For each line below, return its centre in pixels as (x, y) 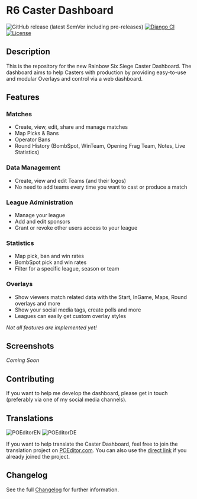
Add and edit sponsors (42, 222)
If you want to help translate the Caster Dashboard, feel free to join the (92, 444)
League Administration (40, 202)
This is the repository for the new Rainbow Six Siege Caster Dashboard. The (99, 66)
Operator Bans (33, 139)
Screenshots (30, 346)
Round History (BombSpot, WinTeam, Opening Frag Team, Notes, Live (100, 146)
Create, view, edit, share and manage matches (71, 127)
